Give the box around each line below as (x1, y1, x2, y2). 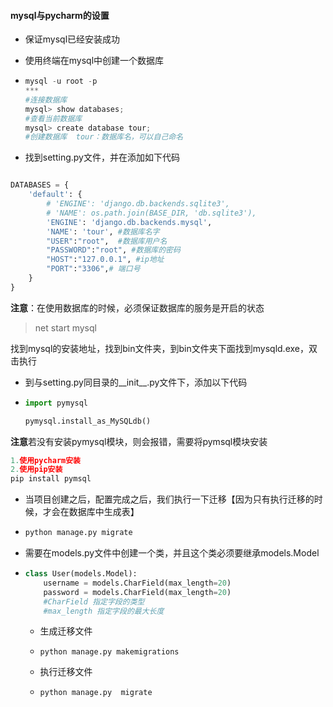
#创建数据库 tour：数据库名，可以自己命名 (24, 132, 184, 142)
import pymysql (24, 398, 89, 408)
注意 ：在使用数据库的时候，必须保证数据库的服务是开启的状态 (10, 301, 265, 314)
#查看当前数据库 (24, 113, 83, 124)
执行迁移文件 (39, 666, 93, 678)
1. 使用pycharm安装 (10, 455, 82, 465)
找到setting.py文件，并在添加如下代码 (24, 151, 180, 164)
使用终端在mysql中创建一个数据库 (24, 55, 165, 67)
